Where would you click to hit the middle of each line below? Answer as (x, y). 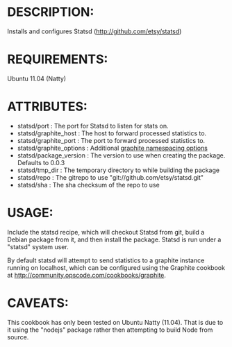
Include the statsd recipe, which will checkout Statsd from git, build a (106, 232)
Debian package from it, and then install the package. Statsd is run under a (114, 239)
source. (18, 337)
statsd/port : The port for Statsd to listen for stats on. (93, 126)
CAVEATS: (38, 303)
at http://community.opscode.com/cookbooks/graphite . (87, 275)
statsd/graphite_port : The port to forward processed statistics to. (111, 140)
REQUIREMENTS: (58, 59)
